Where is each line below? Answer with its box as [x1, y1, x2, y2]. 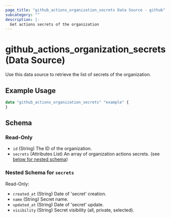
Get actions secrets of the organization [10, 21, 100, 27]
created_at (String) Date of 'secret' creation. [12, 190, 107, 197]
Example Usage [5, 86, 56, 95]
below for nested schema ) [12, 156, 68, 162]
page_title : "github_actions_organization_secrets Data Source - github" [5, 7, 166, 13]
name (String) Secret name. [12, 196, 69, 202]
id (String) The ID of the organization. [12, 146, 92, 152]
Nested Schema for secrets [5, 169, 75, 176]
